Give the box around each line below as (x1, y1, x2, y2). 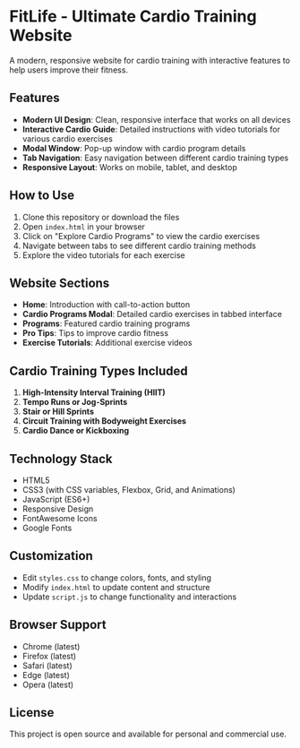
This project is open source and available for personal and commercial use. (9, 728, 287, 740)
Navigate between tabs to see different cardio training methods (21, 240, 257, 251)
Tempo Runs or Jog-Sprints (21, 397, 128, 408)
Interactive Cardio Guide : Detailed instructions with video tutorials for (21, 124, 280, 134)
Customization (9, 548, 94, 563)
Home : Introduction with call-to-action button (21, 299, 191, 310)
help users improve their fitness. (9, 64, 128, 75)
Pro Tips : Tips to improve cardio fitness (21, 328, 168, 339)
